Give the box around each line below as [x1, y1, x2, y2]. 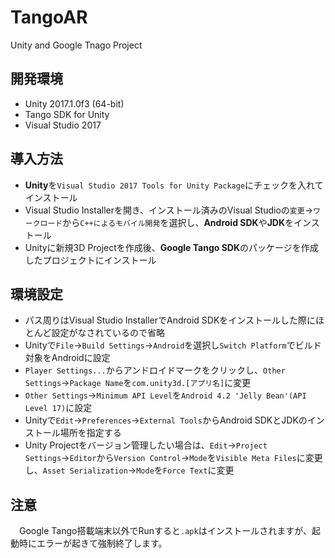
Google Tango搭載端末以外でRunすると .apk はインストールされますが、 [18, 525, 313, 537]
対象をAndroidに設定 [24, 352, 111, 364]
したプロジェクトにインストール [24, 254, 157, 266]
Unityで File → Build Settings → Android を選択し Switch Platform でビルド [24, 339, 322, 351]
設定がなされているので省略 [51, 327, 165, 339]
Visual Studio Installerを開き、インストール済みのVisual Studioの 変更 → [24, 204, 313, 216]
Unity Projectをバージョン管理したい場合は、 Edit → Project [24, 439, 268, 451]
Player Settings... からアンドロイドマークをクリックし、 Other [24, 364, 286, 376]
